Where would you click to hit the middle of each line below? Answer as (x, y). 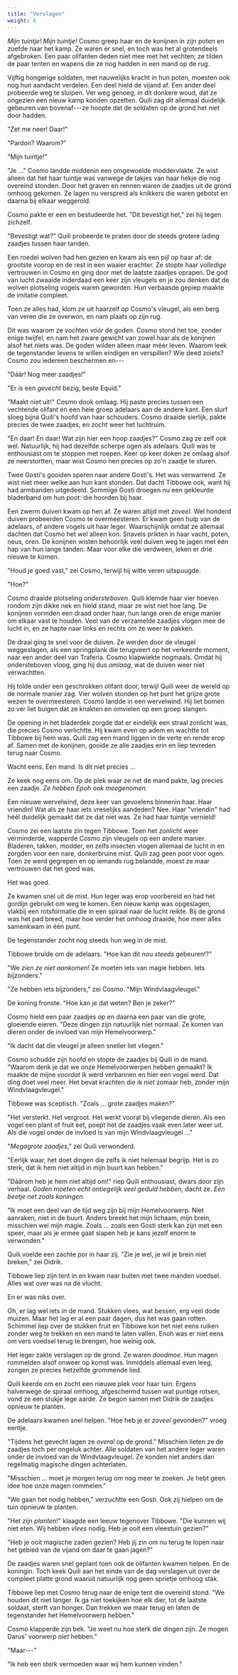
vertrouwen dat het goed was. (52, 868)
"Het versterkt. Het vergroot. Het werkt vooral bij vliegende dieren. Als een (117, 1117)
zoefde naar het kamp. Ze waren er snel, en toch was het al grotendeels (113, 48)
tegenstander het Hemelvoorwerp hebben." (71, 1615)
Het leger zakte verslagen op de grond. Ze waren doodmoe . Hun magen (113, 1355)
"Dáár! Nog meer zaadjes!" (47, 374)
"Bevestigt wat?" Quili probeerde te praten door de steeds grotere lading (114, 236)
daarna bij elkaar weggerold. (49, 201)
